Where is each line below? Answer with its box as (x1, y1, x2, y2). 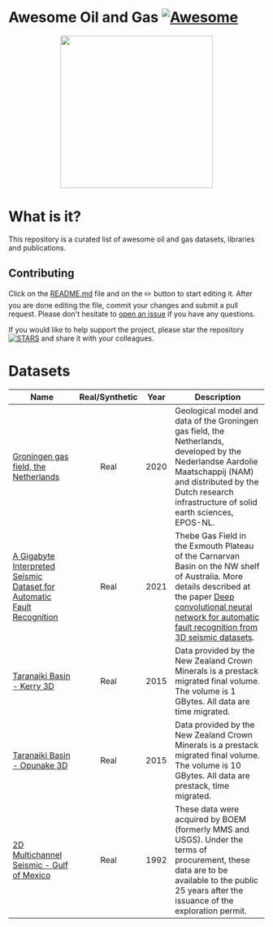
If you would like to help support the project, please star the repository (8, 324, 245, 334)
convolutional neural (174, 601, 253, 612)
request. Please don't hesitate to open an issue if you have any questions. (8, 309, 256, 319)
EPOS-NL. (174, 516, 215, 528)
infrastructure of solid (174, 496, 258, 507)
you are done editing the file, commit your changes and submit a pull (8, 300, 238, 310)
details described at (174, 581, 250, 592)
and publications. (8, 242, 67, 252)
